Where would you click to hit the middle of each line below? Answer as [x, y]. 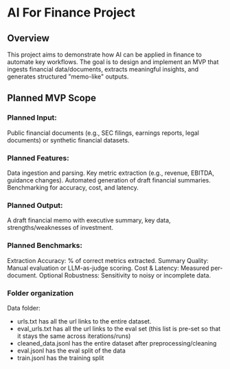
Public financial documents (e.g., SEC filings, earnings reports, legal [103, 133]
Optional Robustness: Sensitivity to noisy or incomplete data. [125, 275]
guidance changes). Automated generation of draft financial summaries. [109, 180]
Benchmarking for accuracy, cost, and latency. [73, 187]
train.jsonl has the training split [60, 358]
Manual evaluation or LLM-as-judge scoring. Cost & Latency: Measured [108, 268]
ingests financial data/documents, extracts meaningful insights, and [103, 69]
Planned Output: [35, 205]
